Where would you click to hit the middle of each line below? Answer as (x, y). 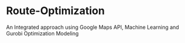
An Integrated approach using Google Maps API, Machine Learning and (93, 27)
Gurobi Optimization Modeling (42, 33)
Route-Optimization (55, 11)
